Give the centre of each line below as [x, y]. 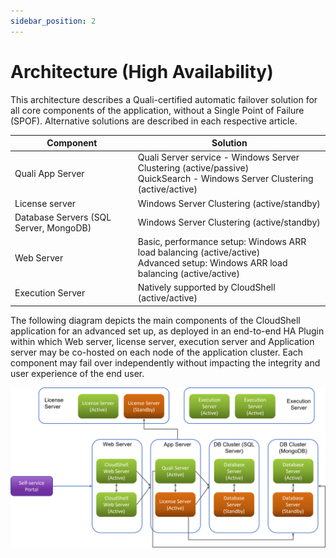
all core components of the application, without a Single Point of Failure [157, 110]
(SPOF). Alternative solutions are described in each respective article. [154, 121]
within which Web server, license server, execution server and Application [162, 341]
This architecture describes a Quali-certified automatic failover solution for [164, 99]
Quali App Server [49, 173]
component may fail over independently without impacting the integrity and [165, 362]
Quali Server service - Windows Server [218, 157]
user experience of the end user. [77, 373]
